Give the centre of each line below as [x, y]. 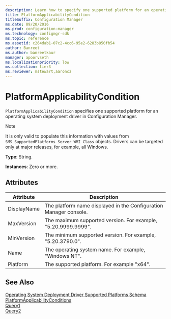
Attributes [22, 183]
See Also [20, 283]
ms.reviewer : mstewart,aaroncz [38, 72]
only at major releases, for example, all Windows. [57, 147]
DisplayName [24, 208]
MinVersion [21, 238]
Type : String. [19, 156]
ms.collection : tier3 [28, 67]
